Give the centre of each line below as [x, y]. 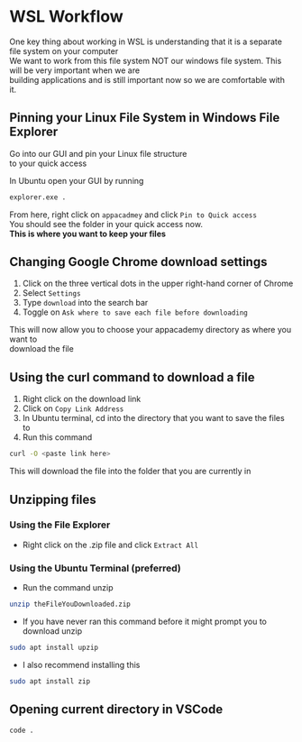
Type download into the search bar [85, 303]
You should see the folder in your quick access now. [106, 224]
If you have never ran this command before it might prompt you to [145, 621]
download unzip [52, 631]
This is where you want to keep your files [88, 234]
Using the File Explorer [60, 525]
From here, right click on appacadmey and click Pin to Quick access [133, 215]
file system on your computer [64, 50]
